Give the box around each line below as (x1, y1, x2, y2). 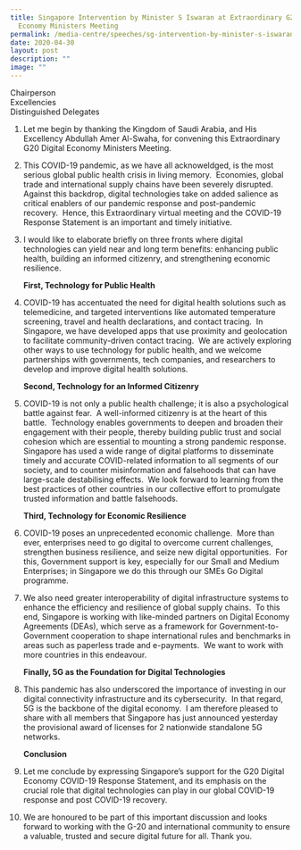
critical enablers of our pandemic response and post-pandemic (22, 197, 256, 208)
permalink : (10, 29, 51, 38)
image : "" (10, 63, 47, 72)
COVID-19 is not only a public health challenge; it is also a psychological (22, 398, 289, 409)
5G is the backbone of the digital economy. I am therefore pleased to (22, 703, 279, 713)
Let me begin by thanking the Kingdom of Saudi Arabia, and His (22, 123, 257, 134)
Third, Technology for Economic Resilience (22, 510, 187, 521)
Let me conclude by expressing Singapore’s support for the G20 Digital (22, 765, 285, 777)
